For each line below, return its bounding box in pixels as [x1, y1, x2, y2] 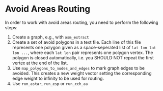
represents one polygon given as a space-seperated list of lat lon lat [12, 44, 156, 50]
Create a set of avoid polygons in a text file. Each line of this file [12, 39, 141, 45]
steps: [5, 24, 18, 30]
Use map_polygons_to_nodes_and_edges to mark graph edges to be [12, 65, 145, 71]
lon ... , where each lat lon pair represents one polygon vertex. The [12, 50, 153, 55]
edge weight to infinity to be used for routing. [12, 75, 104, 81]
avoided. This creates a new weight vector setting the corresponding [12, 70, 152, 76]
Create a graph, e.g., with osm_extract [12, 34, 89, 40]
